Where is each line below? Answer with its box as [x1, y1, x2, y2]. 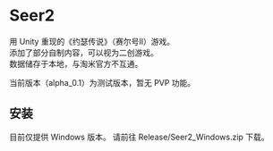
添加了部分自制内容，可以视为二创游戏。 [9, 46, 158, 58]
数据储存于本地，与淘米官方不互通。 [9, 58, 143, 69]
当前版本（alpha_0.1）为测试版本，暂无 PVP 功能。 [9, 77, 196, 88]
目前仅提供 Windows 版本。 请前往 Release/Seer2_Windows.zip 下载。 [9, 131, 270, 142]
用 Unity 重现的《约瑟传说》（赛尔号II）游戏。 [9, 36, 175, 46]
